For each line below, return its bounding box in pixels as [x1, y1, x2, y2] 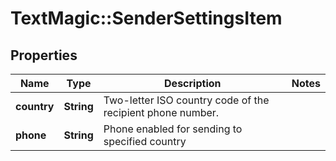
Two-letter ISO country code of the [103, 93, 270, 107]
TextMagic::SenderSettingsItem [10, 7, 283, 30]
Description [164, 77, 222, 90]
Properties [10, 47, 78, 64]
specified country [103, 135, 187, 148]
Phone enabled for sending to [103, 122, 243, 136]
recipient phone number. [103, 106, 220, 119]
